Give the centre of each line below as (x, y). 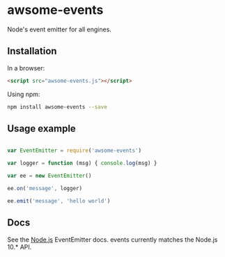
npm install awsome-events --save (57, 107)
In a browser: (26, 68)
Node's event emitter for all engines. (59, 29)
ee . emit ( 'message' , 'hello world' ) (59, 201)
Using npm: (24, 94)
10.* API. (20, 247)
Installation (32, 51)
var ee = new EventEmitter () (49, 176)
